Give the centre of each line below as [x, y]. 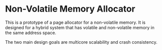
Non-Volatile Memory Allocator [70, 9]
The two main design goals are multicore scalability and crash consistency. [81, 42]
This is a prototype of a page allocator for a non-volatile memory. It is [75, 22]
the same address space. [31, 33]
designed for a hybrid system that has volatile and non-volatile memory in [80, 27]
